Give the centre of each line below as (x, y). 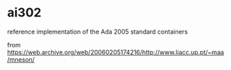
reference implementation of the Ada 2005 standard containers (98, 32)
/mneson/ (21, 59)
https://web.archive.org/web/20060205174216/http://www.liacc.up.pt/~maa (115, 52)
